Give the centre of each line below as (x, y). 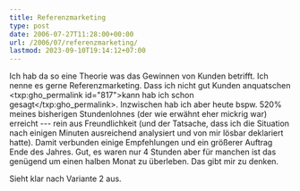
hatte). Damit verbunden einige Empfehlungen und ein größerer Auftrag (141, 143)
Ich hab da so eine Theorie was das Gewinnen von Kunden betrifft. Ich (139, 76)
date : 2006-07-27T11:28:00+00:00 (72, 34)
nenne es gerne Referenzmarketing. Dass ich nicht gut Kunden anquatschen (150, 86)
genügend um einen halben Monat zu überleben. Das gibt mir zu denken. (144, 162)
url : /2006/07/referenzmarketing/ (74, 42)
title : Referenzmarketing (57, 17)
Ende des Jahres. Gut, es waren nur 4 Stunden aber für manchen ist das (143, 152)
